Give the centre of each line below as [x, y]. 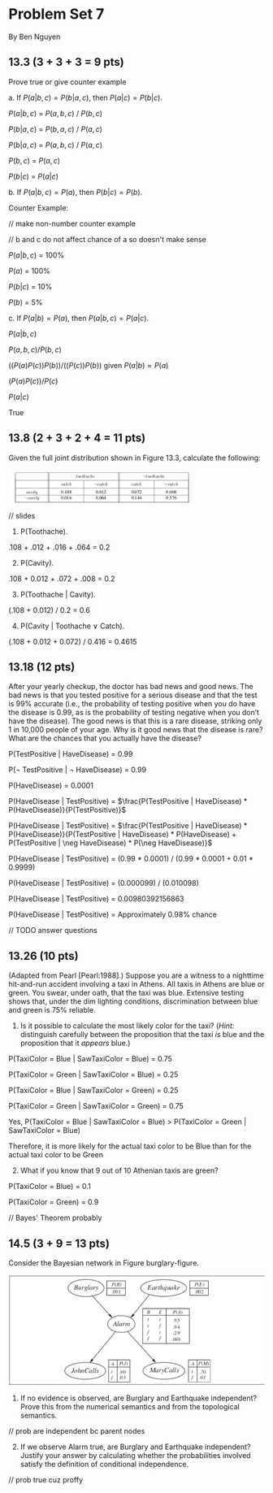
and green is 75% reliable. [52, 1010]
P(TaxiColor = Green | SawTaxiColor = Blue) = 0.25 [93, 1074]
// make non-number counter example [72, 224]
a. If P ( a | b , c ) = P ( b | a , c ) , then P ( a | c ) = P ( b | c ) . [85, 98]
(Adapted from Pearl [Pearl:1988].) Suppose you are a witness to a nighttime [136, 975]
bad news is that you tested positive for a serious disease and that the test [133, 695]
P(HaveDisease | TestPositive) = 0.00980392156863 [96, 899]
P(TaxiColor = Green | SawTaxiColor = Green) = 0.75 [96, 1106]
